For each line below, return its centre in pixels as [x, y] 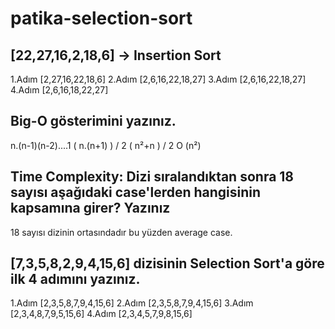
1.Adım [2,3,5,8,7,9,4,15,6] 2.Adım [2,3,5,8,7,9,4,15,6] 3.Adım [132, 303]
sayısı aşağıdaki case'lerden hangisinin [136, 192]
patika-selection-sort [101, 18]
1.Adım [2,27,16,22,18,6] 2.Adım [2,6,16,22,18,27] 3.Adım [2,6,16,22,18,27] [158, 79]
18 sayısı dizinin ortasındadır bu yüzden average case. [121, 232]
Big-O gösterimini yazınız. [93, 121]
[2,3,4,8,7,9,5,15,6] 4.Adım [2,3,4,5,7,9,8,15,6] [101, 314]
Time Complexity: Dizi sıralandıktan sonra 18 [152, 177]
